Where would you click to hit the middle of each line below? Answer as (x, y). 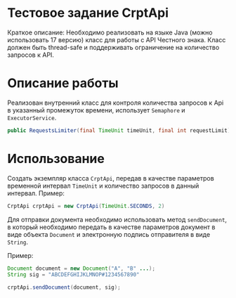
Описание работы (63, 83)
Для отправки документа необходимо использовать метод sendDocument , (117, 219)
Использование (56, 158)
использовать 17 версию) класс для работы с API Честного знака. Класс (117, 39)
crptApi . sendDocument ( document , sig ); (64, 287)
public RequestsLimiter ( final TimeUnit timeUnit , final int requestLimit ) (119, 130)
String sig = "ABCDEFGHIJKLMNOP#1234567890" (73, 275)
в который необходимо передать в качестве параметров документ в (111, 227)
